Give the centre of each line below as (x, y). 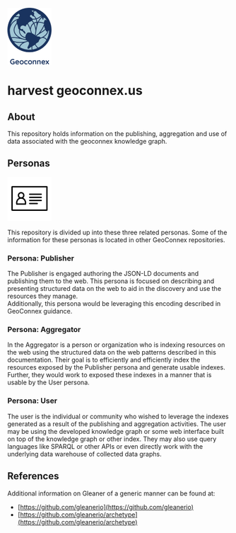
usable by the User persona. (48, 382)
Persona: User (33, 401)
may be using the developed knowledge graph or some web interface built (116, 431)
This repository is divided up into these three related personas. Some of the (117, 232)
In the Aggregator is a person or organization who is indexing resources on (116, 345)
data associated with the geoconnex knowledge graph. (87, 141)
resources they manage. (43, 296)
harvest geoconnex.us (75, 91)
